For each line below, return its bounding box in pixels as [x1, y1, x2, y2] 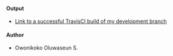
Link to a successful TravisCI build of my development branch [14, 18, 167, 25]
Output [6, 5, 24, 12]
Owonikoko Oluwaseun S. [14, 44, 78, 51]
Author [6, 31, 24, 38]
